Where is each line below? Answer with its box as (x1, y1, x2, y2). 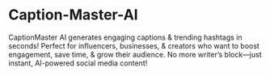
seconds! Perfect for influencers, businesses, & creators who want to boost (8, 40, 260, 50)
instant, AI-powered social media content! (8, 58, 148, 68)
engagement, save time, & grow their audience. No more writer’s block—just (8, 49, 262, 59)
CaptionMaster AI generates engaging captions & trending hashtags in (8, 32, 243, 42)
